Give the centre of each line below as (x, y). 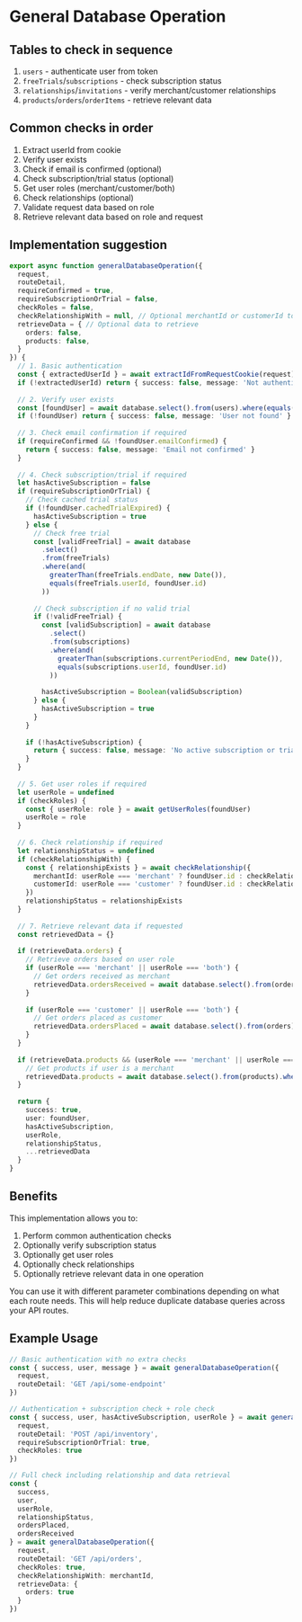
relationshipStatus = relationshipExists (104, 901)
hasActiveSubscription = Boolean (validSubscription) (142, 692)
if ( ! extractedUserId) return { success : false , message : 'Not (138, 383)
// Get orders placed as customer (98, 1018)
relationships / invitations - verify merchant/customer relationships (149, 90)
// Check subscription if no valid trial (112, 609)
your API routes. (39, 1310)
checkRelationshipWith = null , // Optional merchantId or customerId (150, 316)
